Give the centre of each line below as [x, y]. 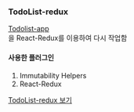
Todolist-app [29, 29]
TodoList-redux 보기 [40, 99]
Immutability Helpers [53, 75]
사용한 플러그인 [31, 57]
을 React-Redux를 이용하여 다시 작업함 [68, 38]
